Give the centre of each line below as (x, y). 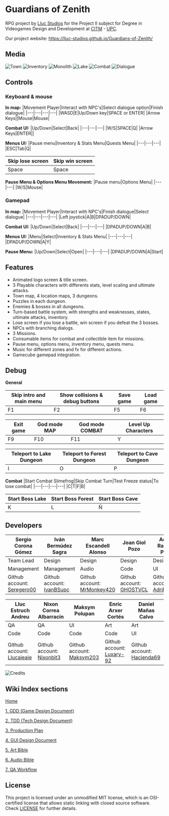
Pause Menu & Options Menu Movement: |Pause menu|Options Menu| (79, 182)
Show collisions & (81, 395)
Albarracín (51, 617)
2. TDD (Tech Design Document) (39, 721)
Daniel (146, 604)
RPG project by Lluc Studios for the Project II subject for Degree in (74, 23)
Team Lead (21, 561)
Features (19, 268)
